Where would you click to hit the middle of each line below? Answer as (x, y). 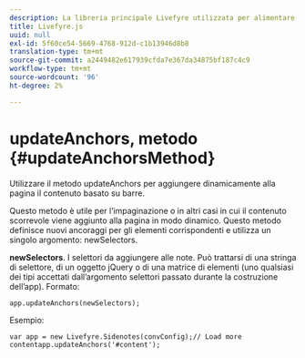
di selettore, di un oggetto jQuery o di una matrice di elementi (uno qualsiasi (152, 267)
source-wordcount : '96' (55, 77)
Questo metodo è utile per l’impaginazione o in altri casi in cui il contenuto (148, 210)
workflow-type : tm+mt (51, 69)
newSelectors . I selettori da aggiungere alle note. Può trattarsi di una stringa (153, 257)
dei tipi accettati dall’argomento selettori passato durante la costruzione (144, 276)
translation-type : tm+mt (56, 52)
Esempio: (27, 320)
